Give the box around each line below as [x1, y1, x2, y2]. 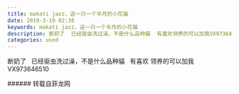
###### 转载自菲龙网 [7, 79, 71, 88]
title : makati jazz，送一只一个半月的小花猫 [7, 10, 129, 18]
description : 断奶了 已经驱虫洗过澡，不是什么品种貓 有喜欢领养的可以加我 [7, 30, 210, 37]
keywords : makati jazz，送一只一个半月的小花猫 [7, 23, 139, 30]
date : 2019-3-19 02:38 [7, 17, 75, 24]
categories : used [7, 37, 59, 44]
